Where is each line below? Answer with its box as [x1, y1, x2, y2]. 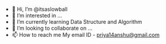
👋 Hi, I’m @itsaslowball [11, 6, 68, 12]
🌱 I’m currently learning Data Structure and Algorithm [11, 18, 142, 25]
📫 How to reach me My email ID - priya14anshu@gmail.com [11, 32, 160, 38]
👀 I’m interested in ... [11, 12, 62, 19]
